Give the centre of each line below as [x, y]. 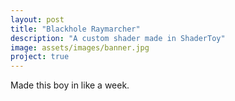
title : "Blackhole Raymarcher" [75, 29]
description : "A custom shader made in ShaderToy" [118, 38]
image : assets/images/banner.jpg [80, 47]
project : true [40, 57]
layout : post [37, 19]
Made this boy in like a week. [70, 85]
